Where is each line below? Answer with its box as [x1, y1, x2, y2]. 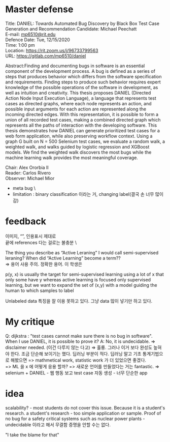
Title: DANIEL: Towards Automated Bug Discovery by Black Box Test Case [5, 20, 160, 26]
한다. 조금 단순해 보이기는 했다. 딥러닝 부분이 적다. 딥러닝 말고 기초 [10, 350, 142, 357]
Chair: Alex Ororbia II [5, 164, 49, 170]
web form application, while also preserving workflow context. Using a [5, 133, 153, 139]
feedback [5, 216, 47, 227]
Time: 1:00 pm [5, 42, 35, 48]
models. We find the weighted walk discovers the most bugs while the [5, 149, 152, 155]
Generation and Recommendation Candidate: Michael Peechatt [5, 25, 137, 32]
